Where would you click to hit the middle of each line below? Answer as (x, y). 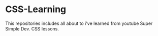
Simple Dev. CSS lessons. (32, 28)
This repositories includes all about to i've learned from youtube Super (79, 23)
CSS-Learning (36, 9)
